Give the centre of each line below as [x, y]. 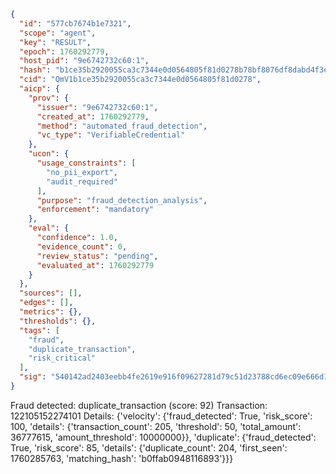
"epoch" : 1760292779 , [64, 51]
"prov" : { [49, 98]
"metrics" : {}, [51, 312]
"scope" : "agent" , [58, 33]
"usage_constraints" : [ [86, 163]
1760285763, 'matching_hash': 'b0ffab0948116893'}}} [122, 458]
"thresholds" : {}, [58, 321]
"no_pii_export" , [82, 172]
